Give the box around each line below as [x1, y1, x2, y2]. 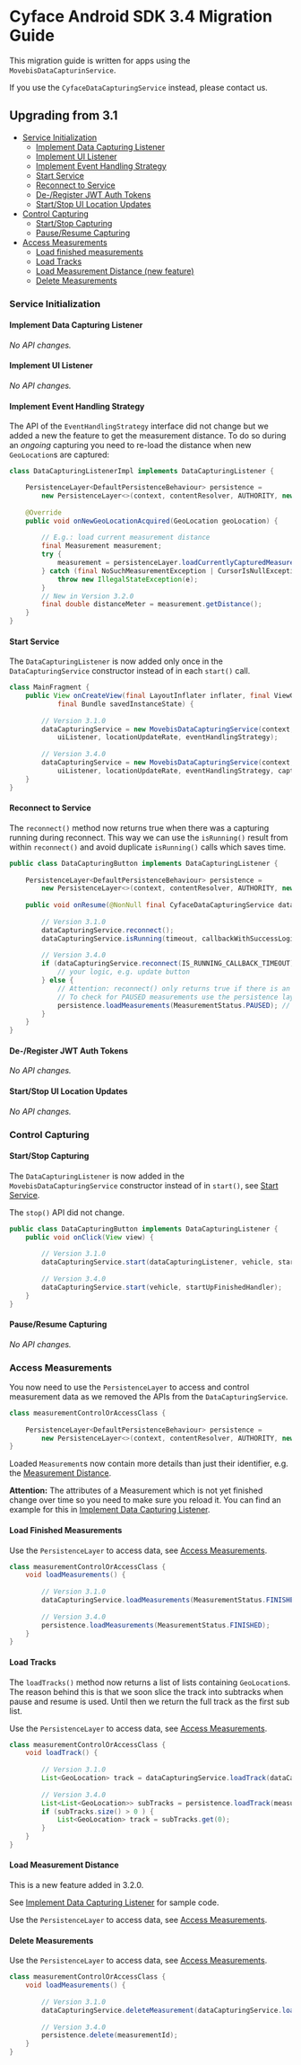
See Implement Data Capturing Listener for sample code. [9, 1897, 219, 1908]
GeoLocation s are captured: [9, 449, 110, 460]
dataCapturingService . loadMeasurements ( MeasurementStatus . [41, 1596, 267, 1605]
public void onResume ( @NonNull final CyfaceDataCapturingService [25, 901, 275, 910]
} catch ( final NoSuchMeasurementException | [41, 566, 215, 576]
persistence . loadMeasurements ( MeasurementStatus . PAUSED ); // [56, 1001, 291, 1010]
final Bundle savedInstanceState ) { [56, 699, 194, 709]
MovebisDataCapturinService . [9, 65, 116, 75]
